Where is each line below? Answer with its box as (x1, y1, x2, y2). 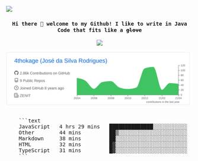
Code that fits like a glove (57, 27, 142, 33)
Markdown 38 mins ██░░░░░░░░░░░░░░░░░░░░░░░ (18, 135, 188, 142)
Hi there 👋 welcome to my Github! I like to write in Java (11, 20, 187, 27)
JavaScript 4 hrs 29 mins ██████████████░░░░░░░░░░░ (18, 123, 188, 130)
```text (18, 117, 41, 124)
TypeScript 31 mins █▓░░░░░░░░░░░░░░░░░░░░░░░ (18, 147, 188, 154)
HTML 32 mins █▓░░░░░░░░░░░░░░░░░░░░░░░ (18, 141, 188, 148)
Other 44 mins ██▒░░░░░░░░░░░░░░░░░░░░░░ (18, 129, 188, 136)
